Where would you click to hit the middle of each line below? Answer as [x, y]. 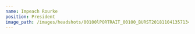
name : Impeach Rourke [32, 11]
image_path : [20, 22]
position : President [31, 17]
